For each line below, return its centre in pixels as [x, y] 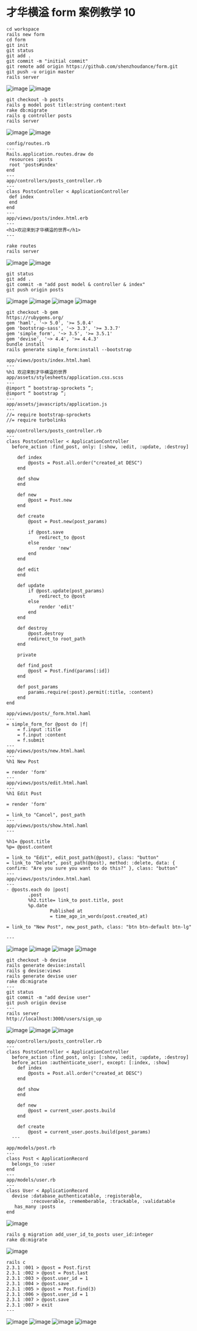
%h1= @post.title [28, 841]
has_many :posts [35, 1207]
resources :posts [31, 159]
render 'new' [55, 548]
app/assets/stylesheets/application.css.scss [65, 377]
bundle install [26, 344]
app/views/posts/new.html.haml [46, 751]
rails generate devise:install [46, 965]
